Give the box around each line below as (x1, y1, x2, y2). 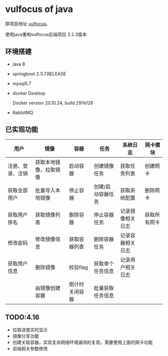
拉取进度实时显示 (12, 327, 48, 333)
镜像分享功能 (12, 333, 39, 339)
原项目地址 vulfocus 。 (5, 21, 51, 27)
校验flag (69, 264, 88, 271)
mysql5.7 (12, 80, 31, 86)
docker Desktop (12, 90, 46, 96)
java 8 (12, 61, 25, 67)
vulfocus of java (5, 4, 73, 15)
